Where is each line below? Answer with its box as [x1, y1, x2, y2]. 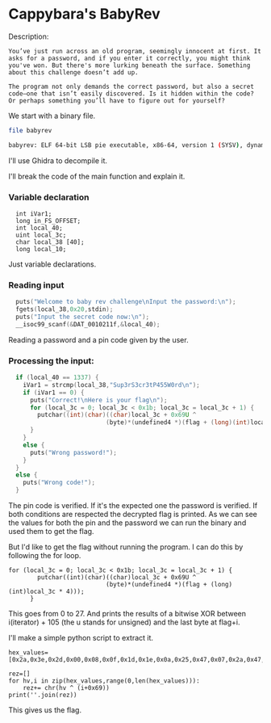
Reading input [8, 280, 65, 291]
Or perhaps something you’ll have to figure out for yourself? [8, 96, 226, 105]
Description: [8, 32, 49, 41]
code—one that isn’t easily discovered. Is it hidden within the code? [8, 90, 254, 98]
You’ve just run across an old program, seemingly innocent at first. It [8, 47, 262, 55]
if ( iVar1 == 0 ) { [23, 389, 85, 397]
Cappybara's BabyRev [8, 5, 161, 23]
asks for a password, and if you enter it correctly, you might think [8, 54, 251, 62]
